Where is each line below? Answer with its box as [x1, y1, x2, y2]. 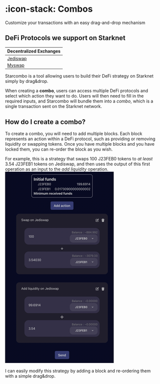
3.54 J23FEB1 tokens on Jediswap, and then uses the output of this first [5, 161, 150, 167]
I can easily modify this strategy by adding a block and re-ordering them [5, 368, 151, 374]
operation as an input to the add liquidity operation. [5, 166, 109, 172]
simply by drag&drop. [5, 78, 48, 84]
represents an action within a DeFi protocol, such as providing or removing [5, 136, 156, 142]
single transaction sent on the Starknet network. [5, 103, 102, 109]
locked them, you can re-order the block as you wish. [5, 146, 113, 153]
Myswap [7, 62, 24, 68]
